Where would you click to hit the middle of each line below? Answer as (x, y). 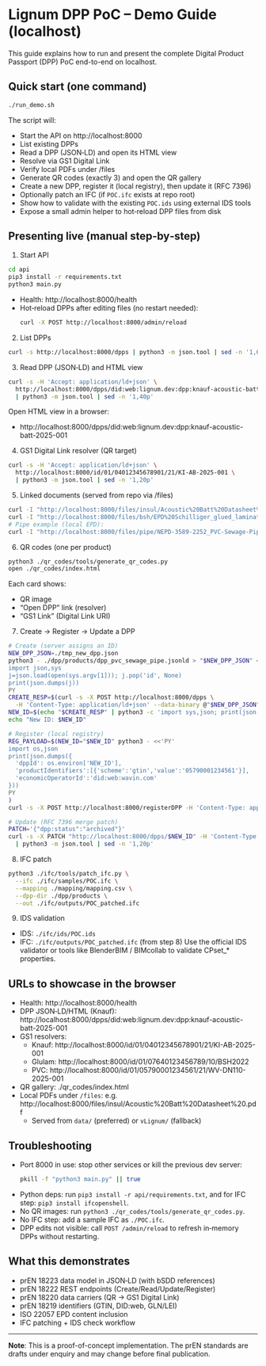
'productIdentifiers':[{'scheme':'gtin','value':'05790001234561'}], (132, 771)
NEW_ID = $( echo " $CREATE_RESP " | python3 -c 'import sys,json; (113, 712)
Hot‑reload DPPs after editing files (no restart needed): (109, 308)
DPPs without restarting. (59, 1236)
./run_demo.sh (32, 105)
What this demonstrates (69, 1261)
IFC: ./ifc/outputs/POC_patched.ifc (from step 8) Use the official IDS (133, 942)
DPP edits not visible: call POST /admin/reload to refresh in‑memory (129, 1228)
